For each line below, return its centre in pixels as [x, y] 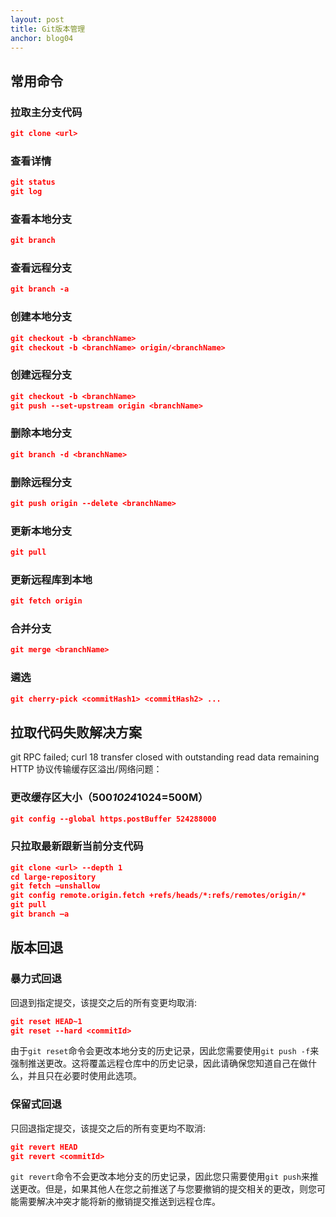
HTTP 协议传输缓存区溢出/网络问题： [86, 769]
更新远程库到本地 [51, 579]
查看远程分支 [41, 268]
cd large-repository [53, 877]
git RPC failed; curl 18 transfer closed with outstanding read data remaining [165, 757]
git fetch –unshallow [55, 886]
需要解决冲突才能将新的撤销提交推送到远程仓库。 [119, 1202]
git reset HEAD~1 [46, 1021]
